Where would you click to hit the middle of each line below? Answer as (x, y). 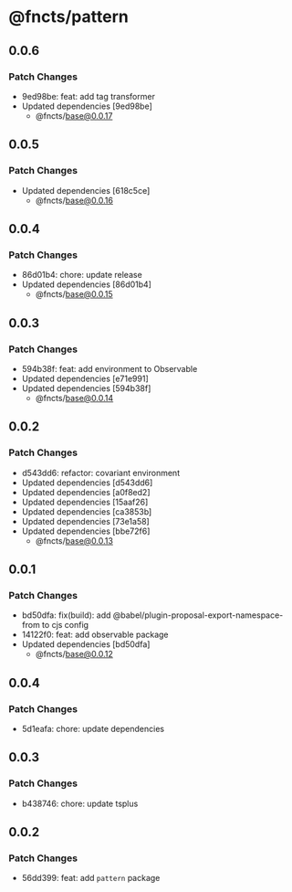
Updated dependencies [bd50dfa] (86, 644)
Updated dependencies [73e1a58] (85, 521)
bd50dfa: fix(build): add (66, 615)
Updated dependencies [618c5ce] (86, 190)
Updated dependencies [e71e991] (85, 378)
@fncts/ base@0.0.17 (74, 115)
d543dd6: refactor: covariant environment (100, 473)
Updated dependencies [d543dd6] (87, 483)
